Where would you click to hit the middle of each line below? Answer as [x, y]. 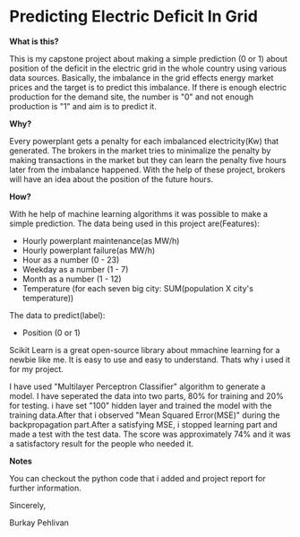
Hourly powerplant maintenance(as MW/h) [101, 240]
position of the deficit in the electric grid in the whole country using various [148, 68]
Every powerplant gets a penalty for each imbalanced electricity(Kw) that [144, 141]
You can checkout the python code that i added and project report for [137, 478]
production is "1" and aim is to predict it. [83, 106]
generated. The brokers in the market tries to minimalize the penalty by [140, 151]
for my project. [37, 368]
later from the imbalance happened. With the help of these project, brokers [147, 169]
